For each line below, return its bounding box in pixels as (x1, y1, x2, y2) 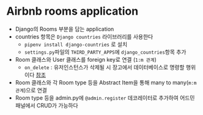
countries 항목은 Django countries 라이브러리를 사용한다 (15, 32, 153, 40)
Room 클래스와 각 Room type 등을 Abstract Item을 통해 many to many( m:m (15, 78, 197, 86)
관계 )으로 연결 (15, 86, 48, 94)
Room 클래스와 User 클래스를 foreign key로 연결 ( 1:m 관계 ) (15, 56, 157, 63)
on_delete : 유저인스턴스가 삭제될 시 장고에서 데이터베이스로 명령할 (24, 63, 185, 71)
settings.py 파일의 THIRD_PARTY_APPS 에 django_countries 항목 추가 (24, 48, 186, 56)
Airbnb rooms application (6, 4, 139, 18)
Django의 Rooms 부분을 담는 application (15, 25, 114, 32)
